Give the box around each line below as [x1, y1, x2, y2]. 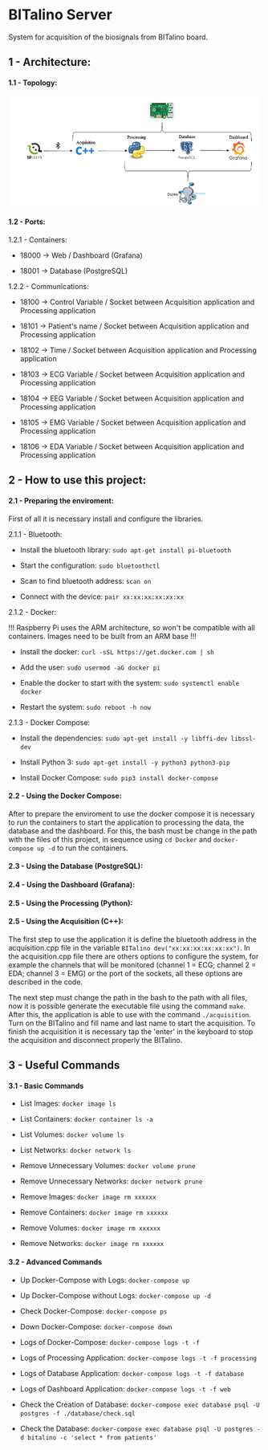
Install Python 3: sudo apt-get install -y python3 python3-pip [19, 757, 230, 767]
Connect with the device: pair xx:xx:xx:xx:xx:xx [19, 592, 185, 601]
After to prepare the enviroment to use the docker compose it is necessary [8, 808, 255, 818]
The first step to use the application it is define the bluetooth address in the [8, 934, 257, 944]
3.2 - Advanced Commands [8, 1257, 103, 1266]
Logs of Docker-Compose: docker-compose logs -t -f [19, 1337, 201, 1346]
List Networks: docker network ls [19, 1146, 132, 1155]
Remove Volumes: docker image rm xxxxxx [19, 1223, 161, 1233]
